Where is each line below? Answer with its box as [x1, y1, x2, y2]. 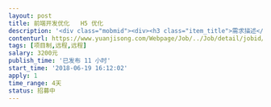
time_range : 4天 [8, 79, 62, 87]
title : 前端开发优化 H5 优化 [8, 19, 104, 27]
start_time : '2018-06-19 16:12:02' [8, 64, 128, 72]
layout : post [8, 11, 52, 20]
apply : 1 [8, 72, 38, 80]
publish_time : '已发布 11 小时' [8, 57, 111, 65]
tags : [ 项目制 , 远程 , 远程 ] [8, 42, 87, 50]
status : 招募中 [8, 86, 56, 95]
